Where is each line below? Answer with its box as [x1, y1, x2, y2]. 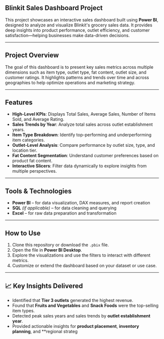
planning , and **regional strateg [12, 328, 78, 334]
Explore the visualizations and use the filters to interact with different [12, 252, 151, 258]
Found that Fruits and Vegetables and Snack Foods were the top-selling [12, 302, 159, 308]
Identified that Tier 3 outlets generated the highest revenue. [12, 297, 133, 303]
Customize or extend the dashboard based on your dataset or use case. [12, 263, 157, 269]
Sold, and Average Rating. [12, 117, 64, 122]
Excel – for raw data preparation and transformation [12, 210, 117, 216]
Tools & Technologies [5, 187, 72, 195]
